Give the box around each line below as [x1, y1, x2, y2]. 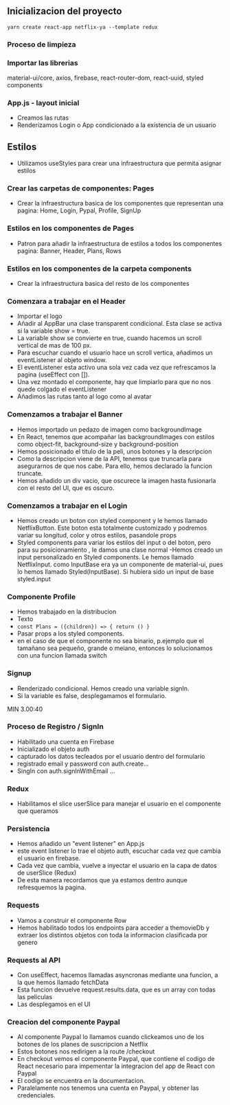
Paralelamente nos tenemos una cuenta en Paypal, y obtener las [16, 1084, 199, 1092]
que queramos [16, 807, 58, 815]
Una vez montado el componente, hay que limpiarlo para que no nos [16, 378, 211, 386]
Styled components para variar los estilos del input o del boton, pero [16, 538, 211, 546]
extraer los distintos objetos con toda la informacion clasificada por [16, 930, 208, 939]
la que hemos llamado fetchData [16, 979, 109, 986]
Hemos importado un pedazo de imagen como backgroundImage [16, 425, 203, 434]
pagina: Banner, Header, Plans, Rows [16, 247, 122, 255]
